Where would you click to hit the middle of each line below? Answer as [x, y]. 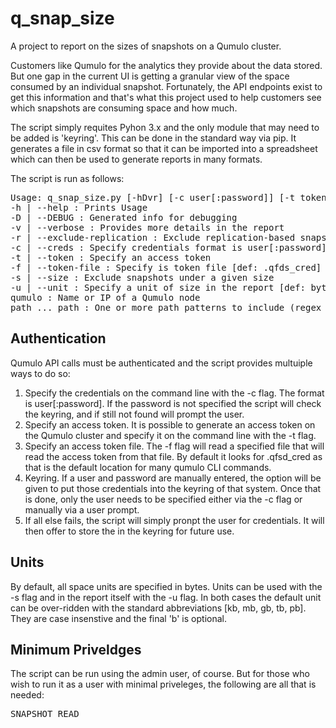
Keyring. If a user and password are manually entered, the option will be [173, 478]
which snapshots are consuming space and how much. [124, 108]
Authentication [58, 338]
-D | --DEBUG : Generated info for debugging [124, 217]
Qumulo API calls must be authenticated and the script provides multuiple [161, 363]
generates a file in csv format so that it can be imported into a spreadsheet [164, 148]
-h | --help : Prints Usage [79, 207]
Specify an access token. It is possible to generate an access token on [170, 424]
